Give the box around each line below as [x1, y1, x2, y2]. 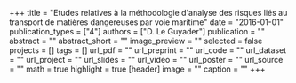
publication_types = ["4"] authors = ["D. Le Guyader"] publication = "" [9, 26, 265, 36]
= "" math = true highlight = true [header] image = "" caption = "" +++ [9, 64, 266, 74]
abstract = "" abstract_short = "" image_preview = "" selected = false [9, 35, 263, 46]
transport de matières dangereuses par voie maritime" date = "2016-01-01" [9, 17, 284, 27]
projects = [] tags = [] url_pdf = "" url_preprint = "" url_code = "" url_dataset [9, 45, 287, 56]
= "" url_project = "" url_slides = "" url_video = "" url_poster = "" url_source [9, 55, 284, 64]
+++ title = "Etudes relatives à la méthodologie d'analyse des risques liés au [9, 8, 288, 18]
